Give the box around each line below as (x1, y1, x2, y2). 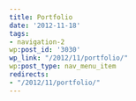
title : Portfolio (9, 12, 73, 22)
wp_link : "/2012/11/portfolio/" (9, 54, 128, 62)
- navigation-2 (9, 37, 65, 47)
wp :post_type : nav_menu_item (9, 62, 117, 71)
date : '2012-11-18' (9, 21, 81, 30)
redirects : (9, 70, 49, 79)
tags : (9, 29, 29, 38)
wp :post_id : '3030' (9, 46, 81, 54)
